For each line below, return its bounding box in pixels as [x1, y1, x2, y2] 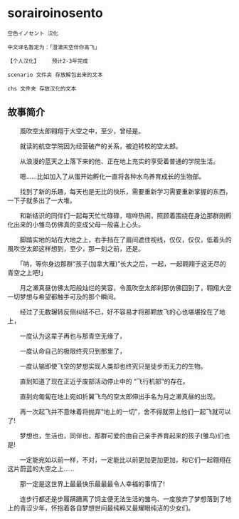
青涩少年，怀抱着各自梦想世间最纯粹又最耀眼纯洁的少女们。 [19, 503, 194, 512]
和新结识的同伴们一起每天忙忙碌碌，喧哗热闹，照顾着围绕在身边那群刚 [19, 211, 225, 220]
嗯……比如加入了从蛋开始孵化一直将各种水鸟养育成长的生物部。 [19, 172, 206, 180]
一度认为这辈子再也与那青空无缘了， [19, 332, 126, 340]
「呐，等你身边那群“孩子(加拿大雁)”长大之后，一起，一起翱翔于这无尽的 [19, 259, 226, 268]
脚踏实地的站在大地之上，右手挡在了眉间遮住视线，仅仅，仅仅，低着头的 [19, 235, 232, 244]
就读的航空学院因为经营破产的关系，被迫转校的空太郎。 [19, 141, 182, 150]
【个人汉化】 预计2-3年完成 [7, 57, 88, 65]
